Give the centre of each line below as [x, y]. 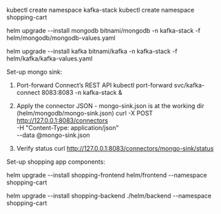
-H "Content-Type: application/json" [67, 128]
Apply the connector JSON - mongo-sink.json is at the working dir [110, 106]
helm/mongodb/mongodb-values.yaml [61, 38]
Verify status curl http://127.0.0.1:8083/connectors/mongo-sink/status [115, 148]
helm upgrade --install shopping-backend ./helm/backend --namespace [109, 196]
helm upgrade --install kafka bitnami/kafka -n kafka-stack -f [92, 51]
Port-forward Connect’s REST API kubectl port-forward [94, 85]
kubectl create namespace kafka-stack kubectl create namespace [101, 10]
